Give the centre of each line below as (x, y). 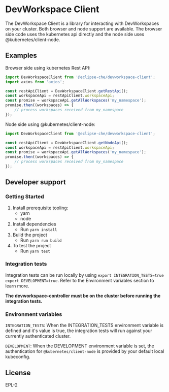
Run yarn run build (41, 240)
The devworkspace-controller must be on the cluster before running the (83, 296)
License (18, 372)
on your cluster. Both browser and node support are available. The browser (84, 28)
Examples (21, 56)
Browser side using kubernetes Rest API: (48, 68)
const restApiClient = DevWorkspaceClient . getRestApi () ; (67, 91)
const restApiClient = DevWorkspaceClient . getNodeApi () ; (67, 143)
